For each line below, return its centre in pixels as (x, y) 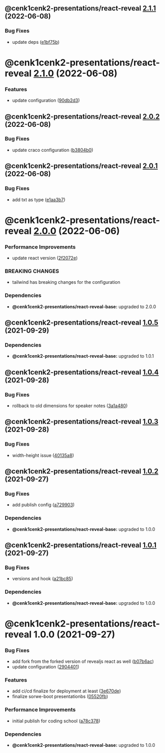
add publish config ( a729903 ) (43, 505)
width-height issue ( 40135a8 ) (43, 455)
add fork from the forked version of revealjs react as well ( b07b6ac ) (83, 661)
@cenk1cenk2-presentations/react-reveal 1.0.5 (81, 323)
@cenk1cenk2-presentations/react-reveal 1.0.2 (81, 472)
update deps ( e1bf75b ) (36, 42)
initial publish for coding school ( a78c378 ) (56, 721)
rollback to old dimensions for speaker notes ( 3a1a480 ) (70, 406)
